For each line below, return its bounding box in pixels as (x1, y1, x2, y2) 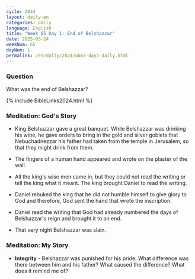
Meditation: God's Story (6, 112, 77, 120)
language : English (6, 25, 52, 31)
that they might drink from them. (14, 144, 94, 151)
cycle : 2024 (6, 8, 36, 15)
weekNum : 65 (6, 42, 36, 48)
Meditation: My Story (6, 241, 69, 249)
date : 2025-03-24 (6, 36, 49, 42)
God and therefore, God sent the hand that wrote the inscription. (14, 197, 172, 205)
